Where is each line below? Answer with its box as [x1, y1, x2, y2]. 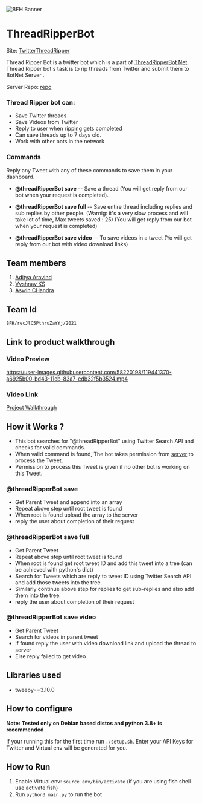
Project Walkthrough [6, 404, 57, 411]
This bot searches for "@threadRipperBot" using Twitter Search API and [14, 437, 194, 445]
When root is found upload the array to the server [14, 511, 139, 518]
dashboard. [6, 173, 35, 180]
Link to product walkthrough [6, 336, 115, 347]
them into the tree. [14, 592, 62, 599]
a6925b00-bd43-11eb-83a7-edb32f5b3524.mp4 [6, 375, 128, 382]
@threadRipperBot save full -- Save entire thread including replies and [14, 203, 193, 210]
